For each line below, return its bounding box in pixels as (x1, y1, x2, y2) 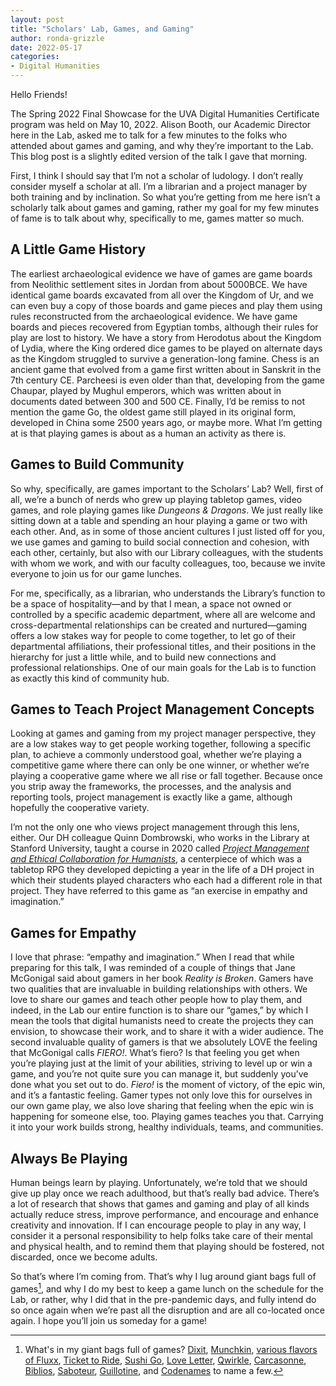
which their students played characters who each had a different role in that (10, 874, 323, 886)
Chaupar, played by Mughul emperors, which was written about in (10, 384, 282, 396)
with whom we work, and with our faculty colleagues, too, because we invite (10, 557, 326, 569)
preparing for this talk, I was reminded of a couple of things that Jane (10, 962, 296, 974)
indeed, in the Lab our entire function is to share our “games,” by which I (10, 1004, 309, 1016)
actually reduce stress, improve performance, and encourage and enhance (10, 1209, 320, 1221)
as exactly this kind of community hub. (10, 672, 170, 684)
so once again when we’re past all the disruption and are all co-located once (10, 1304, 325, 1316)
